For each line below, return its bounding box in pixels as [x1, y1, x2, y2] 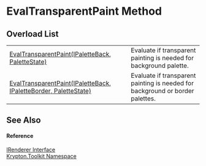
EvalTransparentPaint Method [6, 4, 162, 18]
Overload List [6, 29, 59, 39]
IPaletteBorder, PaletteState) [9, 87, 92, 95]
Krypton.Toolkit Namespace [6, 152, 77, 160]
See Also [6, 115, 41, 126]
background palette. [131, 61, 189, 70]
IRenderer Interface [6, 146, 56, 153]
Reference [6, 132, 34, 139]
